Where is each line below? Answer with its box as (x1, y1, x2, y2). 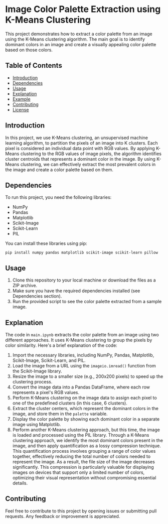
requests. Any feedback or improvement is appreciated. (5, 513, 120, 519)
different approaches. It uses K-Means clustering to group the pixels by (5, 337, 152, 343)
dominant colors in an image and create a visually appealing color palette (5, 41, 156, 47)
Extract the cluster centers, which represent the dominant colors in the (12, 406, 159, 411)
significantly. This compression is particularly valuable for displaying (12, 464, 154, 470)
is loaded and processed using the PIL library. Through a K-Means (12, 432, 149, 438)
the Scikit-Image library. (12, 368, 62, 374)
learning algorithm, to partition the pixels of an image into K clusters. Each (5, 140, 158, 146)
